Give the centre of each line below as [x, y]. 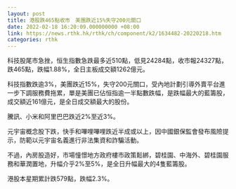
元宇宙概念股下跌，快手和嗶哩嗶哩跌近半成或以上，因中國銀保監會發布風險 [115, 132]
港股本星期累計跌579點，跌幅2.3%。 [60, 178]
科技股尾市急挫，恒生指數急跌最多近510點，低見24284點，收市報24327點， [117, 61]
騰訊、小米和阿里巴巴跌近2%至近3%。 [63, 117]
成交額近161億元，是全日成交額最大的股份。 [70, 101]
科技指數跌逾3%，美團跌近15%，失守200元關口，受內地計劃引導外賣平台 [113, 84]
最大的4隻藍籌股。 [164, 164]
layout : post [26, 14]
